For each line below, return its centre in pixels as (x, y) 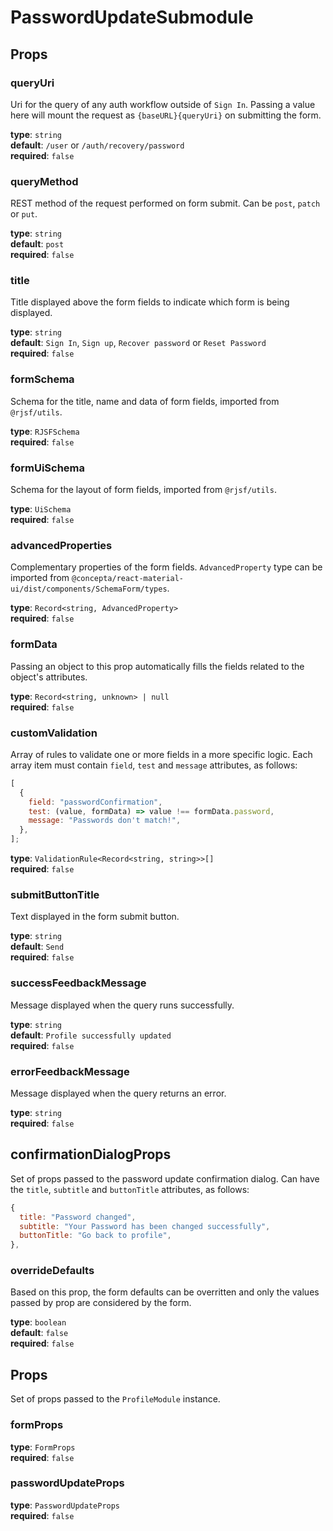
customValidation (54, 733)
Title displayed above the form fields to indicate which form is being (150, 302)
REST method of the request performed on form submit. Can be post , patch (165, 203)
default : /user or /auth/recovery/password (97, 145)
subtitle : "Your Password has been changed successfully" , (145, 1226)
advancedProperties (61, 545)
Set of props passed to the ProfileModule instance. (115, 1399)
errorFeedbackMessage (70, 1071)
